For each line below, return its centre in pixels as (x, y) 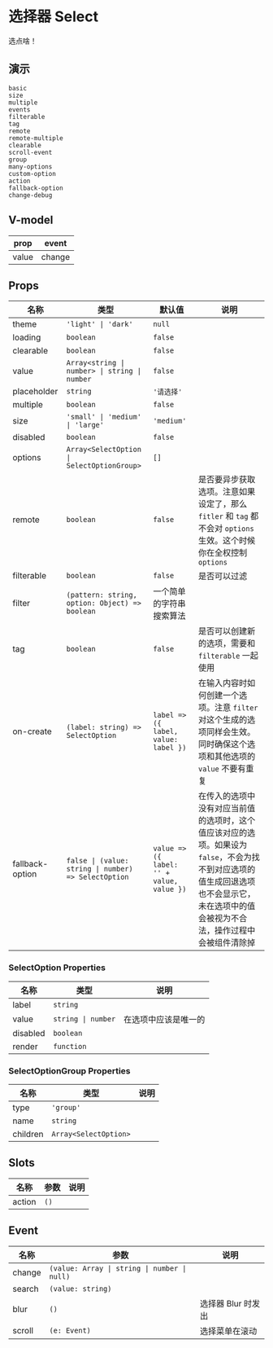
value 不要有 (222, 769)
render (25, 1046)
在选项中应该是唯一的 (164, 1019)
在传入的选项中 (227, 797)
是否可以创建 (223, 631)
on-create (32, 731)
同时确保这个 (223, 744)
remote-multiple (36, 138)
